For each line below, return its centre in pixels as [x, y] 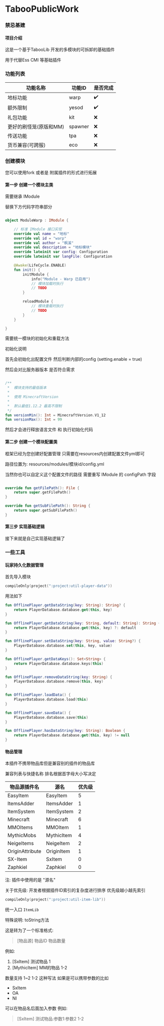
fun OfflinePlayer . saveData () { [38, 713]
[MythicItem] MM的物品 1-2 [40, 968]
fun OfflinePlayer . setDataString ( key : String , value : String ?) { [73, 641]
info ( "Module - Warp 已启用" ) [61, 279]
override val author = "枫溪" [44, 243]
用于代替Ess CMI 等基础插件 [33, 60]
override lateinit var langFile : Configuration [63, 256]
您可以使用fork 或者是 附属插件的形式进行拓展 [51, 172]
